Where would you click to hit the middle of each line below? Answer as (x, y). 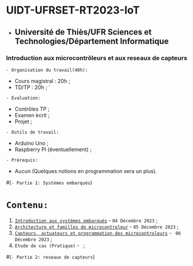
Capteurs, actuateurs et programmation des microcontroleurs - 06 (98, 232)
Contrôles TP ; (32, 109)
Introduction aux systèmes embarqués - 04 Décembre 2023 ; (86, 220)
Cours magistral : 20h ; (42, 81)
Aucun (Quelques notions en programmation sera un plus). (86, 171)
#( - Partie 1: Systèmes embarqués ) (49, 182)
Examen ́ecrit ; (32, 115)
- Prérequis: (22, 160)
